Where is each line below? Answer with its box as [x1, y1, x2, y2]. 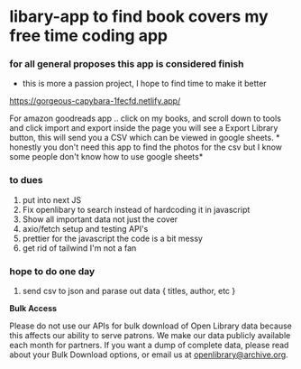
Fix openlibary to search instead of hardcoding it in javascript [22, 204, 251, 215]
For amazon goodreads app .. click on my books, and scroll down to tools [9, 113, 282, 124]
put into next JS [22, 194, 82, 205]
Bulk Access [9, 303, 57, 314]
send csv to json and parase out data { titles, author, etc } [22, 286, 236, 297]
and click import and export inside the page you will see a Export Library [9, 123, 278, 134]
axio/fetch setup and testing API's [22, 223, 149, 234]
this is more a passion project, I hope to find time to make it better [22, 78, 268, 89]
